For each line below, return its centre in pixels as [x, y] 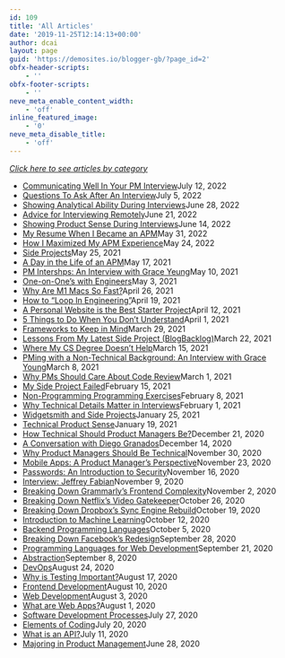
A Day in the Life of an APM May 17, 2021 [97, 262]
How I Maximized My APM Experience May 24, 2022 [118, 242]
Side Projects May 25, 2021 [71, 252]
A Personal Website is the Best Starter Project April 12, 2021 [131, 310]
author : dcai [34, 43]
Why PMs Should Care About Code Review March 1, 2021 [127, 376]
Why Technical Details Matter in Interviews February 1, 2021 [131, 405]
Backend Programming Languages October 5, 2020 [116, 529]
